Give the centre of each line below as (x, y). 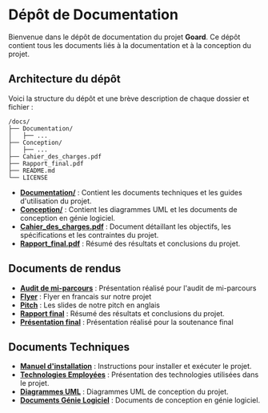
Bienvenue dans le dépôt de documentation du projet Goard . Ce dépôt (124, 37)
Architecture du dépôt (65, 79)
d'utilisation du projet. (56, 201)
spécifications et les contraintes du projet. (89, 235)
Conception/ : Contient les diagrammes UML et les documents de (128, 209)
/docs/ (19, 122)
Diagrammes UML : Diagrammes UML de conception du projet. (124, 392)
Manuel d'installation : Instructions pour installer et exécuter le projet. (136, 367)
